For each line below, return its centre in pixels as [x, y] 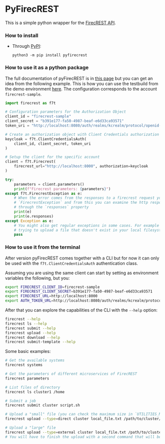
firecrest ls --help [26, 323]
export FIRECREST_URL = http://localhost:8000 [51, 296]
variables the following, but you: [38, 278]
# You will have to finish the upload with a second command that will [80, 437]
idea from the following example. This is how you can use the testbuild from [82, 83]
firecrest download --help [33, 337]
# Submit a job [21, 401]
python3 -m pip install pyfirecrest [50, 55]
